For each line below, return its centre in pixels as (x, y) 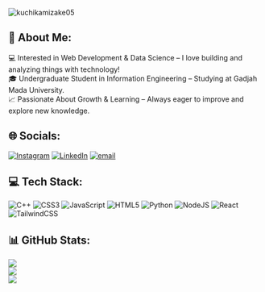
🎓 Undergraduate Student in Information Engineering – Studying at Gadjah (133, 78)
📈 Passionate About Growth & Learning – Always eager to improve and (126, 99)
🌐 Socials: (35, 136)
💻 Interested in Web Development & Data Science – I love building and (126, 57)
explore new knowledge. (49, 111)
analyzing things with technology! (64, 69)
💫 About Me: (40, 38)
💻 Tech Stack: (46, 182)
